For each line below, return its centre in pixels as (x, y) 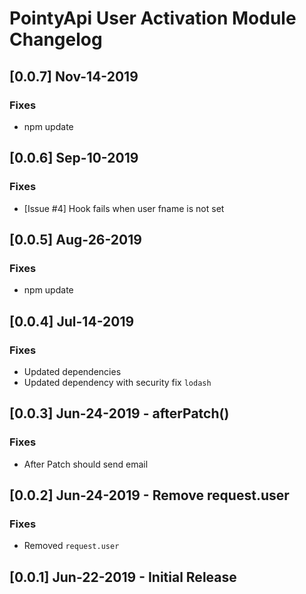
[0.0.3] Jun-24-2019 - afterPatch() (119, 413)
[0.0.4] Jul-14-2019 (72, 321)
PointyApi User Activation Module (153, 18)
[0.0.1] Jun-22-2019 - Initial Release (123, 577)
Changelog (56, 39)
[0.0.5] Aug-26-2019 (75, 239)
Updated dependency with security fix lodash (117, 382)
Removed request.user (71, 546)
